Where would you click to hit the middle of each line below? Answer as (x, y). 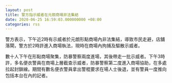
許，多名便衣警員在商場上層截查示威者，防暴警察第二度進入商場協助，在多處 (86, 63)
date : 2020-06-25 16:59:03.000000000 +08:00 (53, 19)
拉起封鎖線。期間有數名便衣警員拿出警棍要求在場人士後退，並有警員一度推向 (86, 69)
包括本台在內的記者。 (28, 76)
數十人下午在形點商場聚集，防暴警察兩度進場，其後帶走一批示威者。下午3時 (85, 57)
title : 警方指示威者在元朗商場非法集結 (42, 15)
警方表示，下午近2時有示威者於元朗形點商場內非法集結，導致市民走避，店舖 (85, 39)
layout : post (19, 10)
